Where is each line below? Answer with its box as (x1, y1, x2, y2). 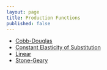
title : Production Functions (6, 15, 81, 21)
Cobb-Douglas (15, 37, 53, 45)
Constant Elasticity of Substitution (15, 44, 101, 51)
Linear (15, 50, 32, 58)
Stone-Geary (15, 56, 48, 64)
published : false (6, 20, 51, 26)
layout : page (6, 9, 40, 15)
